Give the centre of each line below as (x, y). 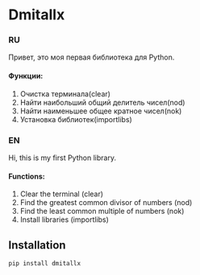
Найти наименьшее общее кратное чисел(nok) (101, 111)
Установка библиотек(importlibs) (76, 119)
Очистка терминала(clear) (65, 93)
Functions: (27, 176)
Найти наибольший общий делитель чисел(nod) (102, 102)
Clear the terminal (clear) (61, 194)
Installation (37, 245)
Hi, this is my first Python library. (62, 158)
